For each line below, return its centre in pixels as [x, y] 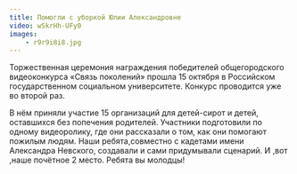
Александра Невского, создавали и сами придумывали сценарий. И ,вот [148, 151]
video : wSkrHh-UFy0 [45, 26]
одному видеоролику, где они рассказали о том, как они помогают [138, 132]
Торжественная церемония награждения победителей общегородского [147, 67]
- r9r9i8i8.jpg [54, 42]
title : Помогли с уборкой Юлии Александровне [95, 17]
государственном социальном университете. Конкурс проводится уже [145, 86]
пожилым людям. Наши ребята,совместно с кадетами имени [127, 141]
